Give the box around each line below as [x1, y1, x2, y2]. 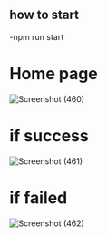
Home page [9, 64, 98, 84]
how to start [9, 7, 80, 23]
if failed [9, 187, 68, 208]
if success [9, 125, 89, 146]
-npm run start [9, 31, 64, 42]
